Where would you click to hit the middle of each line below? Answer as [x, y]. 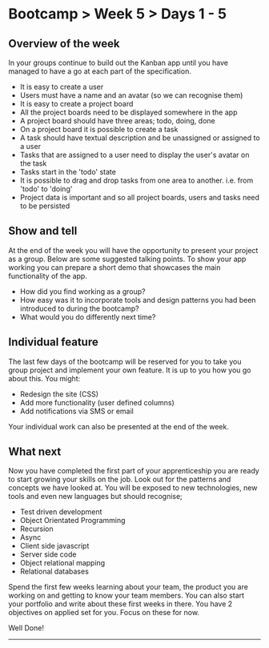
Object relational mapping [62, 563]
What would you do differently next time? [88, 316]
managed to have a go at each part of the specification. [100, 71]
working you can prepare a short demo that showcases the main [114, 267]
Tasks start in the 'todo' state [68, 172]
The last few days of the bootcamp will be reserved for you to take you [125, 361]
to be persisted [45, 206]
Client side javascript [54, 546]
